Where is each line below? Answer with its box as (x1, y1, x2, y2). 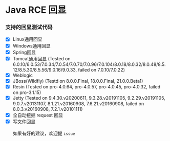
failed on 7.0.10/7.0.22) (78, 66, 125, 73)
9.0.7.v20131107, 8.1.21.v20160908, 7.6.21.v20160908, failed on (12, 100, 144, 107)
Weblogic (12, 72, 33, 78)
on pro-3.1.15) (12, 89, 41, 96)
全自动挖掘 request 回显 (12, 112, 63, 118)
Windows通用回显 (12, 42, 51, 49)
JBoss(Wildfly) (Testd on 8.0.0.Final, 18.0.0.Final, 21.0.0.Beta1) (12, 78, 143, 84)
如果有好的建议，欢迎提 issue (12, 130, 75, 136)
